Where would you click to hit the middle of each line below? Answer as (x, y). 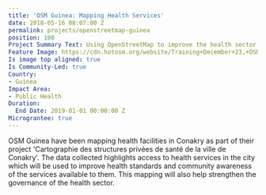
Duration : (25, 103)
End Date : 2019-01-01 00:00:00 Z (70, 111)
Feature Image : (33, 52)
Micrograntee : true (40, 118)
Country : (23, 74)
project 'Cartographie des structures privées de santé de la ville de (117, 149)
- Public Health (35, 96)
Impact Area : (30, 89)
